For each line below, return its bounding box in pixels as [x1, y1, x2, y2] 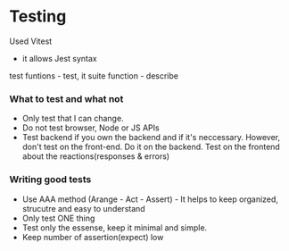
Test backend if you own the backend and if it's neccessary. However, [21, 132, 281, 143]
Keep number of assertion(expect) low [21, 231, 164, 242]
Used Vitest [9, 36, 53, 46]
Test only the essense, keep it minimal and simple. [21, 222, 208, 233]
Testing [9, 6, 67, 27]
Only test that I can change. [21, 113, 124, 124]
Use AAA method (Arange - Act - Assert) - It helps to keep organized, [21, 194, 279, 205]
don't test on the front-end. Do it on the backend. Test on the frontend [21, 141, 281, 153]
